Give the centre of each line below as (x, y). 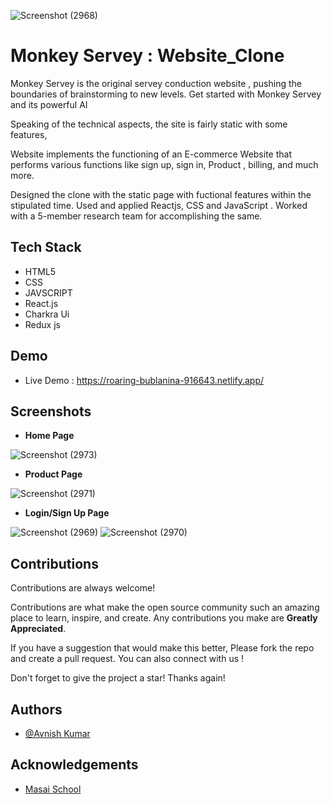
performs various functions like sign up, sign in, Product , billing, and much (164, 164)
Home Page (49, 436)
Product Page (53, 474)
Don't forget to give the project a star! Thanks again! (118, 678)
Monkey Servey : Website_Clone (147, 56)
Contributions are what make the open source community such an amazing (165, 607)
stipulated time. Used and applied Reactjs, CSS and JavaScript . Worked (159, 205)
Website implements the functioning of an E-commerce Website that (151, 154)
